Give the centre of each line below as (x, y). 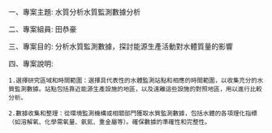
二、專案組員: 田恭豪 (43, 29)
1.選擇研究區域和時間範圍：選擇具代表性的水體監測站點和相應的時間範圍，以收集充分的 (133, 80)
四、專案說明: (31, 64)
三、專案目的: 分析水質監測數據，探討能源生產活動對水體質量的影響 (121, 46)
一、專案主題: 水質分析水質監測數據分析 (74, 12)
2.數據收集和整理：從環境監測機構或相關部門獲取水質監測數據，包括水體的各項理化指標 (133, 114)
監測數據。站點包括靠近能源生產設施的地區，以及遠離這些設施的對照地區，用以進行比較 (138, 89)
